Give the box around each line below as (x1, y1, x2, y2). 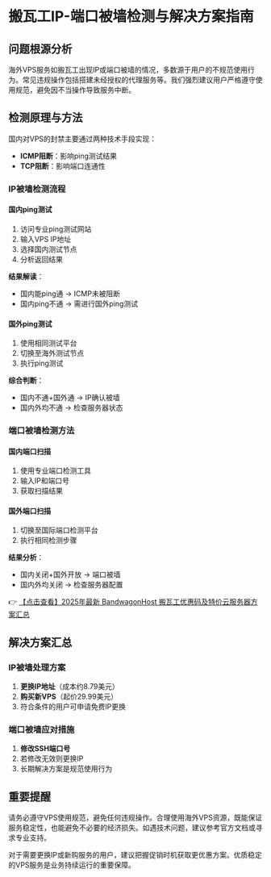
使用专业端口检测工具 (19, 466, 91, 476)
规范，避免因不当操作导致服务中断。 (15, 86, 135, 94)
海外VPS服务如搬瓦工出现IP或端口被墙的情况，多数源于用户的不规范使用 (8, 65, 248, 74)
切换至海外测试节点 (19, 349, 85, 358)
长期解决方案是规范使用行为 (19, 764, 113, 774)
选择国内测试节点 (19, 244, 77, 254)
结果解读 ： (8, 271, 44, 281)
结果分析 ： (8, 553, 44, 562)
